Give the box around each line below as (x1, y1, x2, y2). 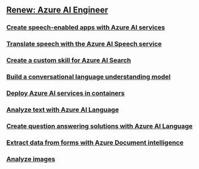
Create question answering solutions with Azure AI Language (6, 122, 193, 130)
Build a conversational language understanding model (6, 73, 171, 81)
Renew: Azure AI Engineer (6, 5, 108, 15)
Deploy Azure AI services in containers (6, 89, 125, 97)
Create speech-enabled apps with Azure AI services (6, 23, 165, 32)
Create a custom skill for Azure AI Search (6, 56, 132, 65)
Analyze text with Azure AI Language (6, 105, 119, 114)
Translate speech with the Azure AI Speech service (6, 40, 162, 48)
